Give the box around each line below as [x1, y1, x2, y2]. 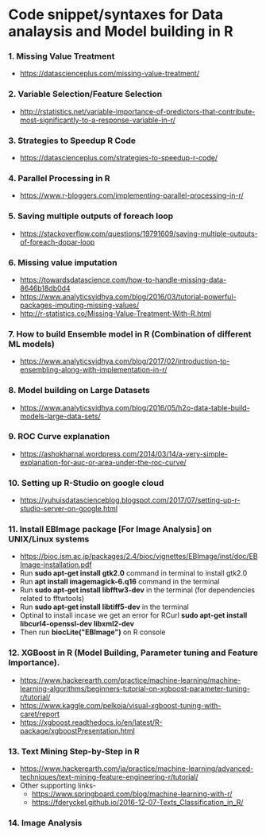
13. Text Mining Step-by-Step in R [8, 745, 141, 757]
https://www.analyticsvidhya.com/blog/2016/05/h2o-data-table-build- [19, 403, 250, 412]
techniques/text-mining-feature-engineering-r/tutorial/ [19, 772, 199, 782]
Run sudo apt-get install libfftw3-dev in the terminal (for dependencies [19, 585, 256, 595]
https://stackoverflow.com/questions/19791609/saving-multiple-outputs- [19, 229, 258, 238]
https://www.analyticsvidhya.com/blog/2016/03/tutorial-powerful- [19, 291, 237, 301]
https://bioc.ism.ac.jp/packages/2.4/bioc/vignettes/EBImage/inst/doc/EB [19, 552, 258, 561]
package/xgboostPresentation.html [19, 726, 135, 735]
